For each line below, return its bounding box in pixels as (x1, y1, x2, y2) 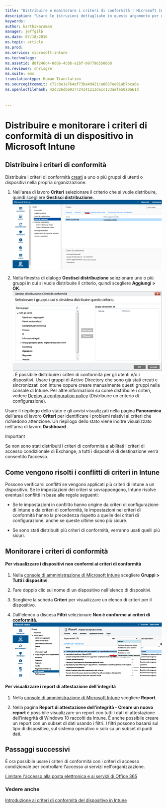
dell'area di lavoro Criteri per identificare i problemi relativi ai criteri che (5, 413, 152, 419)
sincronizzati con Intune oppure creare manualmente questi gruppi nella (12, 382, 160, 388)
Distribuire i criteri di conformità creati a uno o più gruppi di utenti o (5, 174, 143, 180)
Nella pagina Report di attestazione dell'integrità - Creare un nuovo (12, 704, 154, 710)
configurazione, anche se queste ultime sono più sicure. (12, 518, 128, 524)
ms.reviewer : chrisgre (5, 66, 52, 71)
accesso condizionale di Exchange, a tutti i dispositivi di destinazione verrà (5, 448, 159, 454)
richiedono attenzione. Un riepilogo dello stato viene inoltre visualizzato (5, 418, 152, 424)
